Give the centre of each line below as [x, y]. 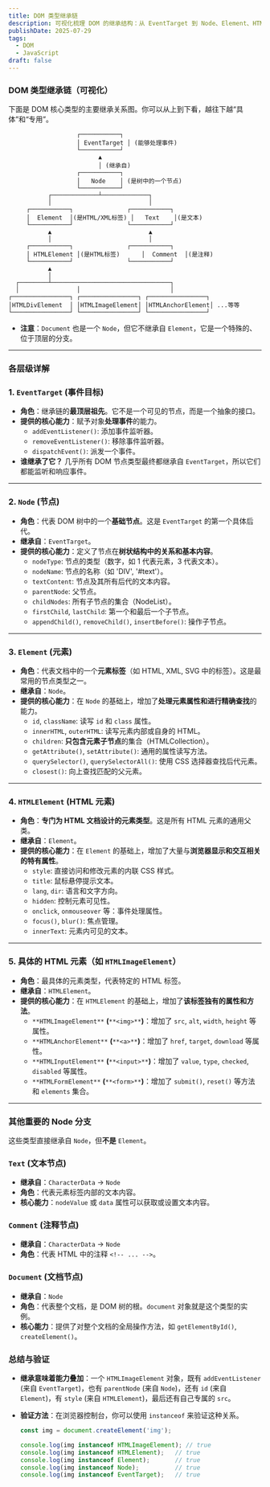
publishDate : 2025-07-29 [50, 31]
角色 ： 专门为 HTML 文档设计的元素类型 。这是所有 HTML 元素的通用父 [135, 821]
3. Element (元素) [40, 652]
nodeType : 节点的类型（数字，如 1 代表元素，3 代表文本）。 [127, 561]
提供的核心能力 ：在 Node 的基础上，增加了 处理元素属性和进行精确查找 [135, 701]
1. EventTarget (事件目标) [56, 392]
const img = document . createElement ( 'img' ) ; [96, 1431]
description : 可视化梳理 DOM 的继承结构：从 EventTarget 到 [103, 23]
